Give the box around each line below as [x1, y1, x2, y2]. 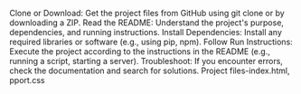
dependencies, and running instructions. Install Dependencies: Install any [9, 27, 283, 37]
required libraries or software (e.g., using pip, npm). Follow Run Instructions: [9, 36, 294, 47]
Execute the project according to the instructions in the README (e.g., [9, 46, 271, 57]
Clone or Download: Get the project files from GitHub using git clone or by [9, 8, 285, 18]
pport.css [9, 75, 45, 85]
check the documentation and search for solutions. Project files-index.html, [9, 65, 291, 76]
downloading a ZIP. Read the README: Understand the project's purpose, [9, 17, 285, 28]
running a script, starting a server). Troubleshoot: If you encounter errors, [9, 56, 283, 66]
